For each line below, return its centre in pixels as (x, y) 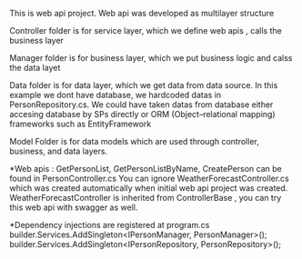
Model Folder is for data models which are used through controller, (134, 141)
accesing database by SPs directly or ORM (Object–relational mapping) (142, 114)
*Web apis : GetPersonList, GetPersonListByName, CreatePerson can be (146, 169)
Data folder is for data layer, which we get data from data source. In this (144, 85)
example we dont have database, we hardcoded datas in (116, 95)
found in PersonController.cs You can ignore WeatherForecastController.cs (149, 178)
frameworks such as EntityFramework (81, 124)
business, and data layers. (58, 151)
